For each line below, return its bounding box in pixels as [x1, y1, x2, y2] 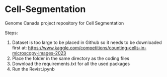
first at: [12, 44, 27, 50]
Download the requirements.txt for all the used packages [12, 60, 130, 66]
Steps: [5, 29, 18, 35]
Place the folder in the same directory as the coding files [12, 55, 129, 61]
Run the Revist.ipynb [12, 66, 55, 72]
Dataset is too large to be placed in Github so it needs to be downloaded [12, 39, 162, 45]
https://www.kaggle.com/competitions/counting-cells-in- [28, 44, 147, 50]
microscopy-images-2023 [12, 50, 66, 56]
